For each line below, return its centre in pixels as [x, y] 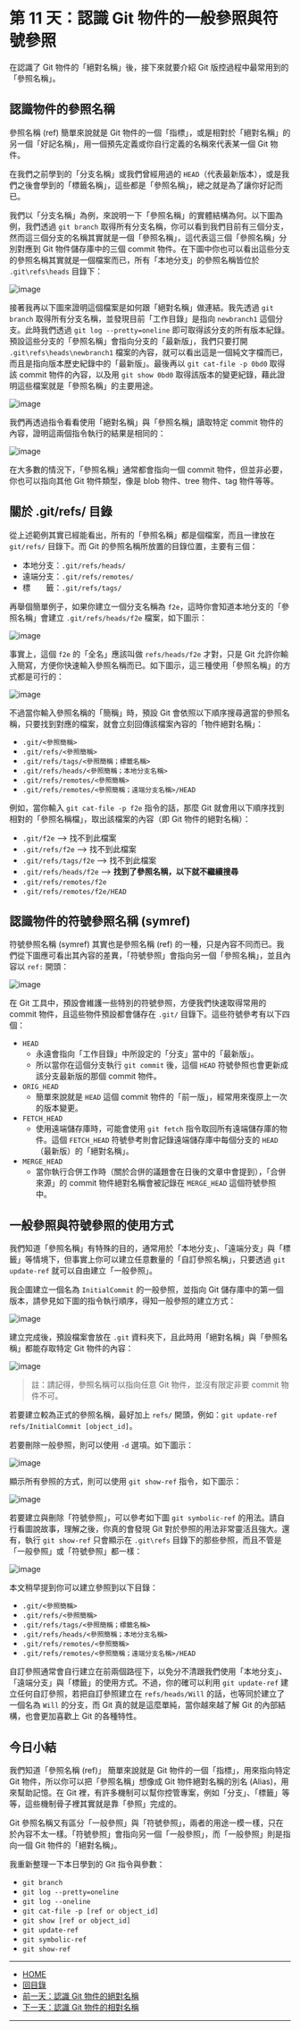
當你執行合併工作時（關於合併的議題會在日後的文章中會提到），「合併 [161, 1171]
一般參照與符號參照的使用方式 [92, 1225]
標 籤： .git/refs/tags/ [72, 588]
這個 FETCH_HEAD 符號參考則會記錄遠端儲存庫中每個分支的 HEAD [165, 1140]
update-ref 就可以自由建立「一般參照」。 [83, 1271]
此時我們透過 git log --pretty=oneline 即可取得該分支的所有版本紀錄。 [157, 330]
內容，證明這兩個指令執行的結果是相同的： [87, 433]
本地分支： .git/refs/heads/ [74, 565]
